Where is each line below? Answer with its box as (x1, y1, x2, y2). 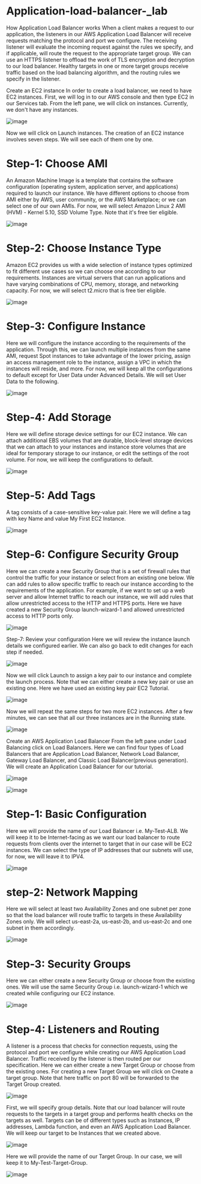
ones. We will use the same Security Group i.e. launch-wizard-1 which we (6, 983, 188, 990)
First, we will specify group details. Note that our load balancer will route (6, 1104, 185, 1111)
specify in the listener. (6, 75, 61, 82)
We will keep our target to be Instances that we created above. (6, 1129, 161, 1137)
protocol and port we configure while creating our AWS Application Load (6, 1049, 186, 1056)
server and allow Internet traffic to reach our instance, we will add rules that (6, 593, 194, 600)
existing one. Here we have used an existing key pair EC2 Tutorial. (6, 684, 170, 692)
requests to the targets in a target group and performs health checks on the (6, 1111, 193, 1118)
